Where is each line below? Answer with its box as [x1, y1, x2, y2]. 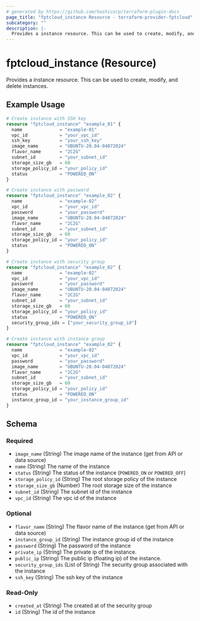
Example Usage [6, 99, 65, 110]
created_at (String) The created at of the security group [14, 602, 152, 609]
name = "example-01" [11, 126, 97, 133]
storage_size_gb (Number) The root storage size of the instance [14, 482, 173, 489]
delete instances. [6, 83, 49, 90]
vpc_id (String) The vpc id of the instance [14, 495, 117, 502]
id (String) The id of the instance [14, 608, 96, 615]
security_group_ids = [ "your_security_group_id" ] [11, 320, 137, 326]
